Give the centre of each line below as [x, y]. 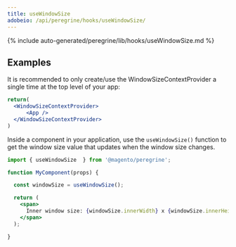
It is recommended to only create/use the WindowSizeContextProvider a [112, 80]
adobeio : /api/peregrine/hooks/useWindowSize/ [77, 20]
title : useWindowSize [39, 14]
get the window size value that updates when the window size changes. [111, 147]
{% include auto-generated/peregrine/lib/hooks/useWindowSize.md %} [111, 40]
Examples [29, 62]
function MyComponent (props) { [53, 172]
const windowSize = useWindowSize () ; [69, 185]
